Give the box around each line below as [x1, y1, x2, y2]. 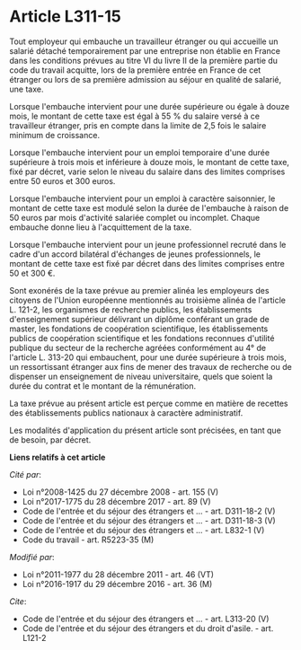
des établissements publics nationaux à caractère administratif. [9, 407, 243, 418]
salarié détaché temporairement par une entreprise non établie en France [9, 45, 281, 56]
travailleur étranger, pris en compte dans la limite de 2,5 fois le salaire [9, 119, 267, 131]
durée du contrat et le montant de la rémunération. [9, 380, 197, 391]
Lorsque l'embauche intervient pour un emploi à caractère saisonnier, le [9, 193, 276, 204]
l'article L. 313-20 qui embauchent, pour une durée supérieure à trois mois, [9, 352, 288, 363]
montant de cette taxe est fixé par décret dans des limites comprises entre [9, 258, 285, 268]
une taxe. [9, 83, 44, 94]
